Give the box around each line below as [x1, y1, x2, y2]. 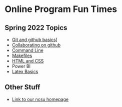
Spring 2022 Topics [4, 23, 67, 32]
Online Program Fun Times [4, 3, 117, 15]
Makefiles [11, 52, 32, 58]
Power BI [11, 63, 31, 69]
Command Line [11, 47, 43, 53]
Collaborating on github [11, 42, 61, 48]
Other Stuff [4, 83, 40, 91]
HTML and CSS [11, 58, 44, 63]
